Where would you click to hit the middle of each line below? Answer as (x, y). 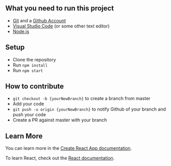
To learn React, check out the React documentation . (60, 158)
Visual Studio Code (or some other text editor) (61, 26)
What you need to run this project (59, 8)
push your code (29, 115)
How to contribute (35, 87)
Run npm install (30, 65)
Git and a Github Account (39, 20)
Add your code (28, 104)
